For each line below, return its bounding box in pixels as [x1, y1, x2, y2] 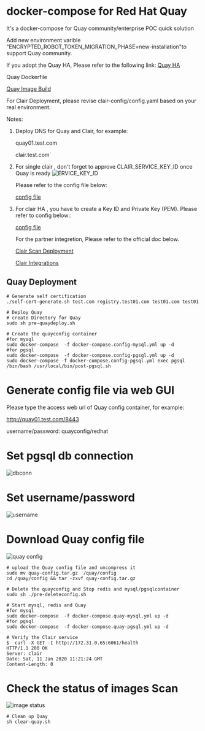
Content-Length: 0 [6, 661, 53, 667]
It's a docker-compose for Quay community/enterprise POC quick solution [6, 25, 195, 32]
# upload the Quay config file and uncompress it [6, 564, 136, 571]
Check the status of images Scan [6, 681, 179, 695]
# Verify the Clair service [6, 634, 79, 640]
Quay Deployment [6, 277, 77, 288]
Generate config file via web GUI [6, 383, 175, 397]
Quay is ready [15, 169, 51, 177]
